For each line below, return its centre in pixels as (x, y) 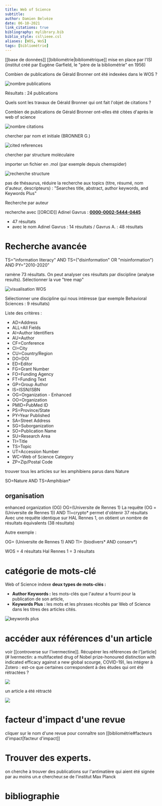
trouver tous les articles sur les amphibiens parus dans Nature (67, 471)
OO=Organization (30, 400)
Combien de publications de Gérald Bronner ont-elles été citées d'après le (79, 112)
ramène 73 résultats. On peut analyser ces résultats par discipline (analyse (80, 274)
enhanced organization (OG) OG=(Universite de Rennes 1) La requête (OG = (81, 508)
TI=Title (20, 441)
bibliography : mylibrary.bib (34, 32)
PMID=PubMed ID (30, 405)
